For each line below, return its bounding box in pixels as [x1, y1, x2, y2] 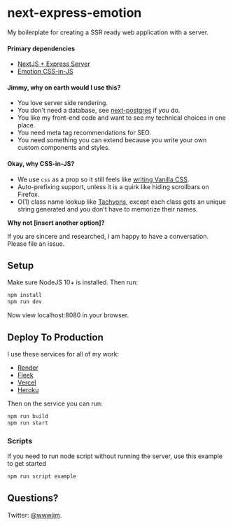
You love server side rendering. [17, 99, 108, 107]
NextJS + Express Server [17, 60, 91, 68]
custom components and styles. [17, 144, 111, 152]
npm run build [7, 413, 49, 420]
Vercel [17, 378, 36, 387]
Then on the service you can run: [7, 399, 103, 408]
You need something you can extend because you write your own [17, 136, 207, 144]
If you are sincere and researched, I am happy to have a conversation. [7, 232, 209, 240]
